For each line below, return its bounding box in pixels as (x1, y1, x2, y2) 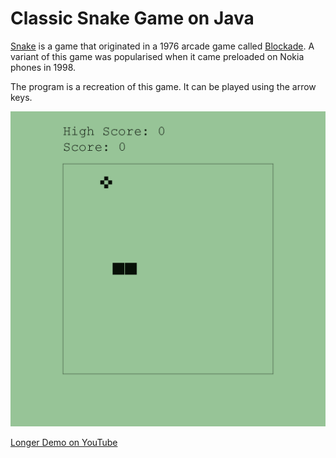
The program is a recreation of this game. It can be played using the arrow (10, 80, 317, 92)
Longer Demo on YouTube (10, 436, 118, 448)
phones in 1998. (10, 61, 77, 73)
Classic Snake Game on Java (10, 7, 255, 30)
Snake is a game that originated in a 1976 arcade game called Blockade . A (10, 40, 315, 52)
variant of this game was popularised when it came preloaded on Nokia (10, 50, 305, 62)
